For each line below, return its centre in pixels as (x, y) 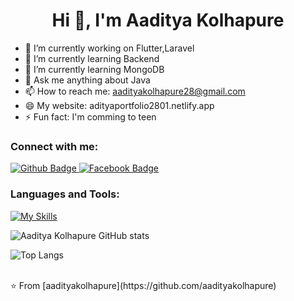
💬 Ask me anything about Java (87, 80)
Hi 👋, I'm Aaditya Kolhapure (168, 20)
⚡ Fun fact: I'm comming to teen (90, 116)
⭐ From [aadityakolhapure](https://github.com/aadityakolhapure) (143, 285)
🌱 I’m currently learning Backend (92, 58)
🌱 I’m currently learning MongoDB (94, 69)
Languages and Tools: (65, 194)
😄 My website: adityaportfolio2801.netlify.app (119, 105)
